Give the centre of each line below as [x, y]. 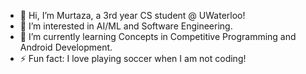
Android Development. [66, 47]
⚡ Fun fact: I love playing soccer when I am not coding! [133, 58]
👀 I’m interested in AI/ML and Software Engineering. [126, 26]
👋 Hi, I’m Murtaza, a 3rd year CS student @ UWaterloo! [132, 15]
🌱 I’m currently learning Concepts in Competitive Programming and [158, 36]
